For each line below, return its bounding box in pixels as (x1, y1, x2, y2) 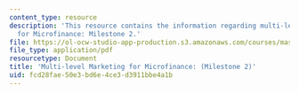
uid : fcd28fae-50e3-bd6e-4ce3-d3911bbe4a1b (9, 71, 174, 80)
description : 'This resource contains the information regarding (9, 21, 256, 30)
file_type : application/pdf (9, 46, 114, 55)
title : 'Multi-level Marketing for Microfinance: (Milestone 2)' (9, 63, 256, 72)
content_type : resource (9, 12, 98, 22)
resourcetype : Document (9, 54, 98, 63)
